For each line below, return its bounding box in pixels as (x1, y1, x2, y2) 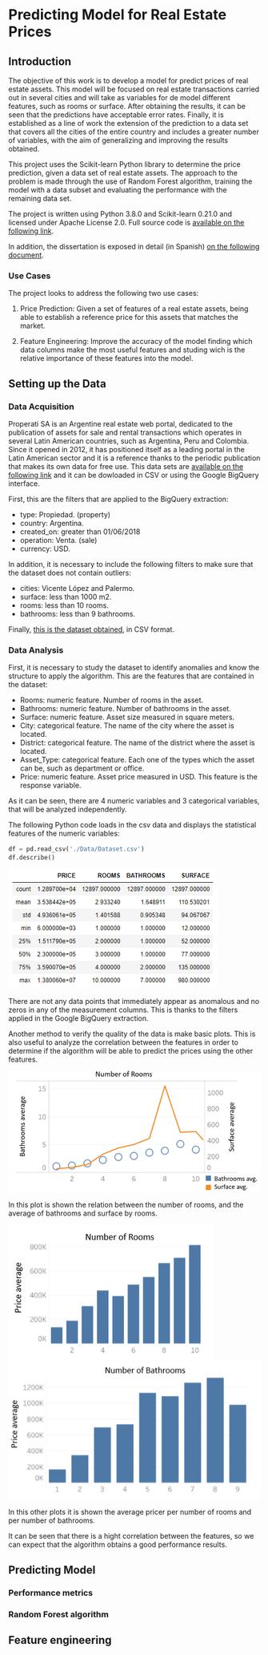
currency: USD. (19, 544, 70, 553)
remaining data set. (8, 194, 72, 203)
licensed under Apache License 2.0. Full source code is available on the (8, 218, 245, 227)
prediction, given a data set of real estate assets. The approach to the (8, 168, 238, 177)
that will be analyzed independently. (8, 804, 127, 815)
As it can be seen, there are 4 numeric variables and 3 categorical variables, (8, 796, 260, 806)
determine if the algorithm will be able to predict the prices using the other (8, 1046, 254, 1056)
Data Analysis (8, 644, 64, 655)
